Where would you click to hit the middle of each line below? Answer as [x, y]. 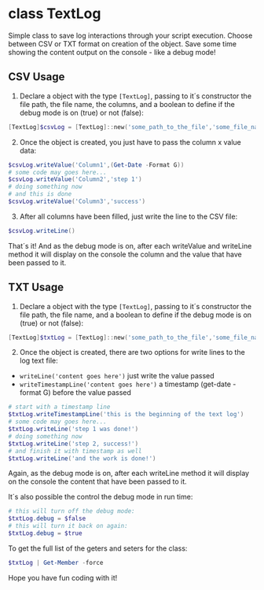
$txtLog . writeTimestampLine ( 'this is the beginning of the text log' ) [126, 415]
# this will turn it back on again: [68, 526]
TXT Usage [36, 288]
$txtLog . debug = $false [47, 519]
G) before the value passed [87, 393]
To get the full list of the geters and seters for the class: [98, 548]
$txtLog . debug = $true [45, 533]
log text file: [38, 361]
